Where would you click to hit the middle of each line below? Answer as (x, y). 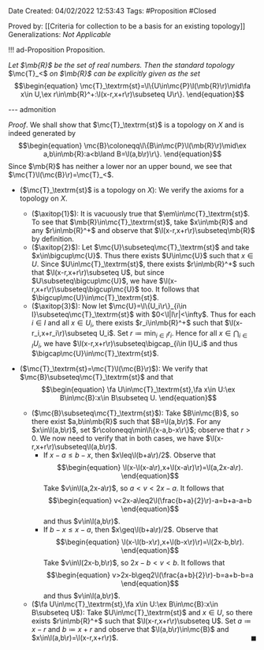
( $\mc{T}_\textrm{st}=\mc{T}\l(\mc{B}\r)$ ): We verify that (113, 369)
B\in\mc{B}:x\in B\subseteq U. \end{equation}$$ (138, 398)
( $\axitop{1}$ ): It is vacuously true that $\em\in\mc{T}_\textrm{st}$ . (141, 214)
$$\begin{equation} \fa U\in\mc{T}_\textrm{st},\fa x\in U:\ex (138, 389)
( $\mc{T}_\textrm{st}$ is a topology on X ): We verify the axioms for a (132, 190)
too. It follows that (170, 289)
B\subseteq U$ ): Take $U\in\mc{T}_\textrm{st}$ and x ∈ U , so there (142, 613)
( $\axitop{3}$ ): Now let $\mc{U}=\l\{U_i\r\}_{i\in (109, 306)
